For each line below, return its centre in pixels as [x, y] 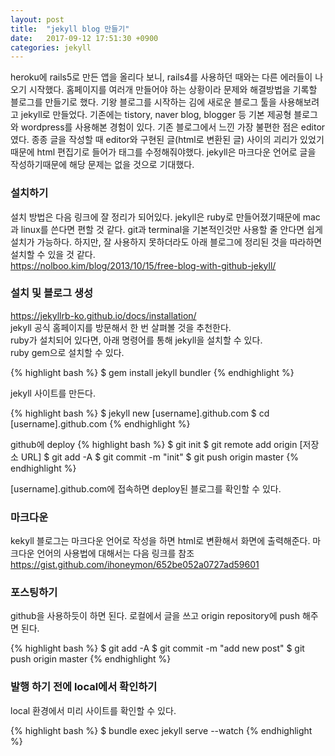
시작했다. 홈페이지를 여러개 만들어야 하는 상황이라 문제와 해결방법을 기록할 [173, 90]
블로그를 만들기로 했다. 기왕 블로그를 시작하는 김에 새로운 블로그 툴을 [143, 102]
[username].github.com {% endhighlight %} [100, 423]
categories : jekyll [51, 47]
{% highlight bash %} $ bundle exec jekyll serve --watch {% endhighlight [161, 730]
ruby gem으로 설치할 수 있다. [67, 352]
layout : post [37, 19]
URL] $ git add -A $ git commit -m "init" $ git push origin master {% [159, 457]
